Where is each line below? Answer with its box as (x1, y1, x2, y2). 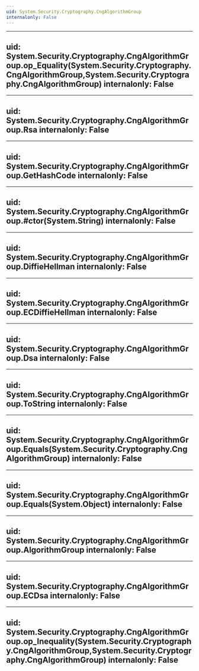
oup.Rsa (6, 124, 37, 134)
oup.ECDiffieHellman (6, 307, 86, 317)
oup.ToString (6, 399, 56, 409)
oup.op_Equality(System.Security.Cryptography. (6, 60, 191, 70)
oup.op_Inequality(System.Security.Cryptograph (6, 636, 192, 646)
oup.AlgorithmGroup (6, 545, 85, 555)
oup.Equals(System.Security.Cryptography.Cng (6, 444, 188, 454)
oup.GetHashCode (6, 170, 76, 180)
